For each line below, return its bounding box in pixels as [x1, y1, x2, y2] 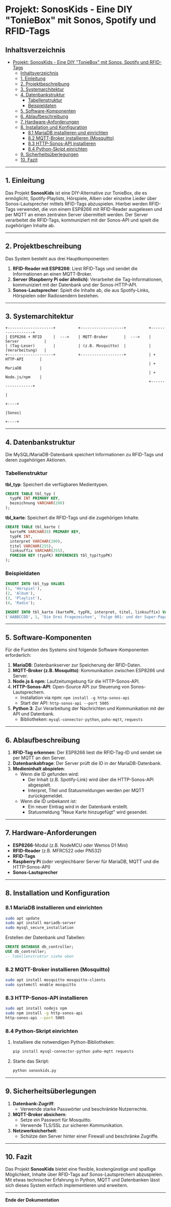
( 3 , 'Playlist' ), [5, 596, 42, 601]
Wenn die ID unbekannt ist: [20, 798, 77, 804]
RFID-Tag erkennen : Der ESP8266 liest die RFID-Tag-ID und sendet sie [12, 749, 162, 756]
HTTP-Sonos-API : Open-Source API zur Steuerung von [12, 684, 130, 690]
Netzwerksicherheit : [12, 1127, 58, 1134]
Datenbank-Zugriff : [12, 1100, 55, 1106]
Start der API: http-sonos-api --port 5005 [20, 700, 109, 706]
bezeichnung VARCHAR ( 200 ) [10, 501, 65, 506]
